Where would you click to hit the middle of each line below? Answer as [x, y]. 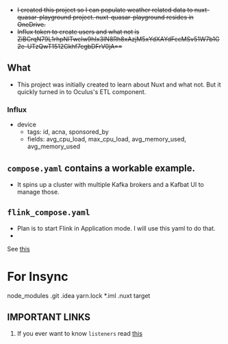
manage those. [38, 192]
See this [18, 249]
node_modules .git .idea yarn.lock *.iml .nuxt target [79, 295]
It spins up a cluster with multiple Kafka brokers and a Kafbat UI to [110, 184]
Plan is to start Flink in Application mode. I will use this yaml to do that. [116, 228]
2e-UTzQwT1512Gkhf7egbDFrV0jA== [69, 46]
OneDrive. [31, 24]
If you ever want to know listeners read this [79, 334]
